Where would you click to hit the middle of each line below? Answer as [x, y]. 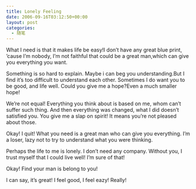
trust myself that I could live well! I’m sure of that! [65, 157]
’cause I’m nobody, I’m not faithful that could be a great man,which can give [98, 56]
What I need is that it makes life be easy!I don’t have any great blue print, [94, 50]
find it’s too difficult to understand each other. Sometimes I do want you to [96, 80]
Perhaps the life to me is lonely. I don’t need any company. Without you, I [94, 151]
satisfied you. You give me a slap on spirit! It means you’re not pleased [92, 116]
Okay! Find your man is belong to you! [52, 169]
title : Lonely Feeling [34, 11]
